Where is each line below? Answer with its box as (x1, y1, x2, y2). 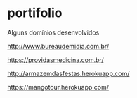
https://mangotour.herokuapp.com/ (7, 82, 110, 91)
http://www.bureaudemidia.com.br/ (7, 42, 110, 50)
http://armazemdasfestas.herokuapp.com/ (7, 69, 130, 78)
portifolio (7, 5, 63, 21)
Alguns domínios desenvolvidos (7, 28, 100, 37)
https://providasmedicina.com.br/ (7, 55, 104, 64)
